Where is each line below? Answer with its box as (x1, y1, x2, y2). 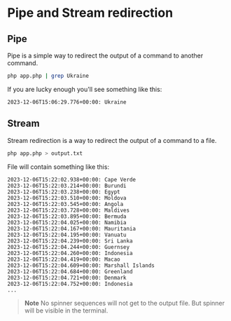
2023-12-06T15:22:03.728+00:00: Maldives (7, 207, 130, 214)
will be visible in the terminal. (24, 306, 108, 315)
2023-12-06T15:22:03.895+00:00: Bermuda (7, 212, 127, 220)
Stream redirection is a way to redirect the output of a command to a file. (7, 136, 217, 144)
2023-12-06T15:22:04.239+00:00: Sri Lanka (7, 237, 133, 245)
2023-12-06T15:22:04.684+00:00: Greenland (7, 268, 133, 275)
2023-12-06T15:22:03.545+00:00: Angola (7, 200, 124, 207)
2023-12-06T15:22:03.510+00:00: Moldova (7, 194, 127, 201)
